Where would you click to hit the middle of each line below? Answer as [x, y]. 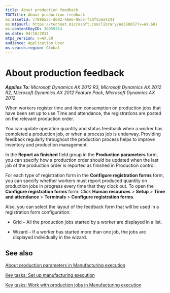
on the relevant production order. [40, 119]
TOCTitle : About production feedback [45, 15]
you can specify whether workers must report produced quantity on [76, 181]
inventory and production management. [47, 144]
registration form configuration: [38, 212]
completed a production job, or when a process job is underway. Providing [83, 134]
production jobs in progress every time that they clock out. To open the [79, 186]
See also [19, 253]
